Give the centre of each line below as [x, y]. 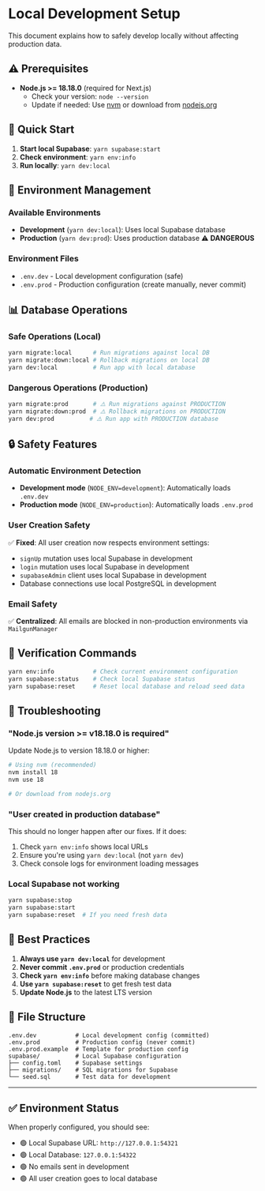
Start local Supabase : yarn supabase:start [90, 148]
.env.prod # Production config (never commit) [102, 1042]
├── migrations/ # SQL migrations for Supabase [93, 1070]
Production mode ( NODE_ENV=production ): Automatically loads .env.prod [136, 505]
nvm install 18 [33, 772]
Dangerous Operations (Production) [78, 388]
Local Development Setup [94, 14]
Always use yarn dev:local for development [92, 958]
